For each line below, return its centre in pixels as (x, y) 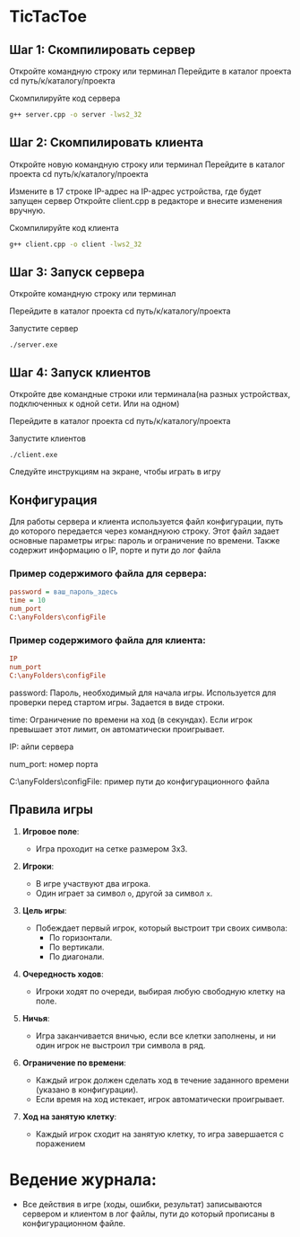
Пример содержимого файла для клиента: (107, 640)
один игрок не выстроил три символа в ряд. (120, 1045)
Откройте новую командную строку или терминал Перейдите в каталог (147, 164)
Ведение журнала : (83, 1180)
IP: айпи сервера (42, 747)
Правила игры (51, 810)
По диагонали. (77, 956)
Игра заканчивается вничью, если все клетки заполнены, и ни (155, 1036)
